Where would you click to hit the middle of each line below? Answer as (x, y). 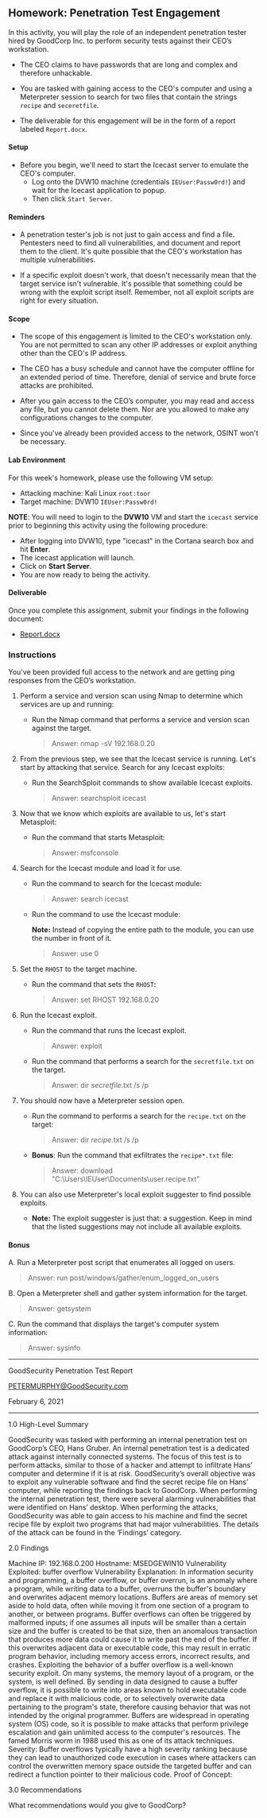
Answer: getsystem (59, 1309)
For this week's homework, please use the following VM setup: (111, 478)
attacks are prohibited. (56, 385)
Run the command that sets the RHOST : (94, 984)
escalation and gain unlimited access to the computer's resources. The (124, 1732)
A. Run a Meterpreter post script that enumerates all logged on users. (122, 1263)
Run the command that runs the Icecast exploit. (109, 1031)
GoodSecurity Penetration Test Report (71, 1371)
